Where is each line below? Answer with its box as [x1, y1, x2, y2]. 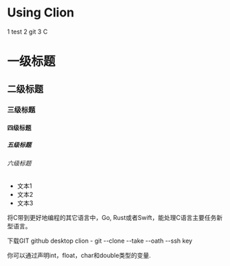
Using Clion [7, 5, 75, 21]
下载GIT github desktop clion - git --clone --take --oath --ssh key [7, 237, 193, 245]
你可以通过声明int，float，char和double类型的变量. [7, 251, 151, 259]
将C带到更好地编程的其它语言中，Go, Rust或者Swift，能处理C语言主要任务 [7, 213, 217, 221]
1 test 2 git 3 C [7, 27, 48, 36]
